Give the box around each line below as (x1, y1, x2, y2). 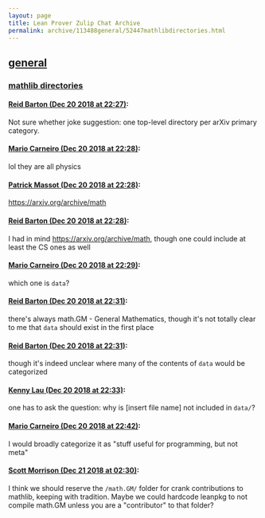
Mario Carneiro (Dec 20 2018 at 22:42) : (8, 421, 141, 430)
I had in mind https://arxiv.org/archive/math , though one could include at (8, 233, 247, 243)
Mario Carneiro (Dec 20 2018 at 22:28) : (8, 144, 141, 154)
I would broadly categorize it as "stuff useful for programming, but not (8, 439, 239, 449)
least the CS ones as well (8, 242, 92, 252)
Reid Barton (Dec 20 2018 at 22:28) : (8, 216, 130, 226)
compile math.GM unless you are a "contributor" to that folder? (8, 500, 214, 510)
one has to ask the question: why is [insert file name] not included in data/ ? (8, 403, 256, 413)
